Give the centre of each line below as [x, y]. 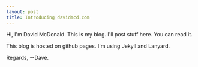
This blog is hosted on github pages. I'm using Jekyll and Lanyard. [88, 46]
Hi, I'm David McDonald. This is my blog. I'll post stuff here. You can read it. [100, 34]
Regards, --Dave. [28, 57]
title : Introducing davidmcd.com [48, 17]
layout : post [22, 12]
